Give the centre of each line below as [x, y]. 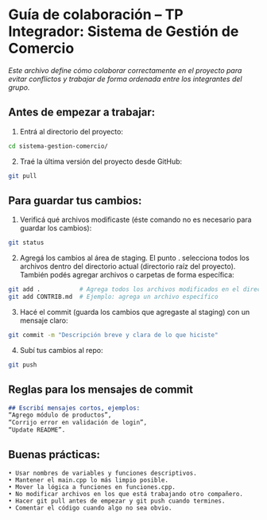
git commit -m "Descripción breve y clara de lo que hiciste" [113, 335]
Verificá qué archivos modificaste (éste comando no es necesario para [135, 219]
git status [26, 243]
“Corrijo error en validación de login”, [78, 423]
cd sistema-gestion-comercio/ [58, 146]
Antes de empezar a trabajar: [82, 113]
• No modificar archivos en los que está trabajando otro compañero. [126, 494]
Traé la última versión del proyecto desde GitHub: [101, 161]
